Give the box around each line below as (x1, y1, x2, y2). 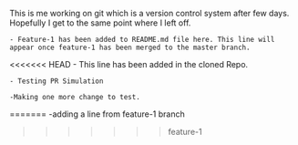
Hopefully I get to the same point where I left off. (9, 17, 191, 28)
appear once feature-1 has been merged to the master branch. (9, 43, 251, 52)
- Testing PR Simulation (9, 77, 104, 86)
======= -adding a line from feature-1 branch (9, 109, 185, 119)
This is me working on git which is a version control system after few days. (9, 8, 290, 18)
